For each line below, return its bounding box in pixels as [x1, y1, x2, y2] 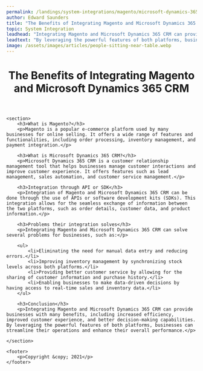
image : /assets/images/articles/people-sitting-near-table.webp [6, 43, 172, 49]
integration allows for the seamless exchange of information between [6, 200, 188, 206]
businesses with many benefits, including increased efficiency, [6, 312, 174, 318]
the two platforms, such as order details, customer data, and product [6, 206, 190, 212]
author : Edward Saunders [6, 15, 69, 21]
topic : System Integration [6, 25, 74, 32]
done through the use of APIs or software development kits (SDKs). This [6, 195, 196, 202]
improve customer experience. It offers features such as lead [6, 169, 169, 175]
